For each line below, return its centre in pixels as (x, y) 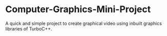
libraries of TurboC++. (29, 28)
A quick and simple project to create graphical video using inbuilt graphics (84, 23)
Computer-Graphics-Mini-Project (78, 9)
